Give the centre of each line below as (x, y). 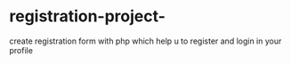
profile (21, 50)
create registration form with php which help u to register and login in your (145, 41)
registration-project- (88, 16)
